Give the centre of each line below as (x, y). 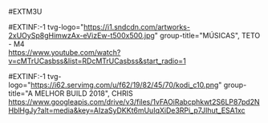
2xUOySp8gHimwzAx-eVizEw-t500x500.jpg (81, 36)
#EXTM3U (25, 12)
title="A (21, 93)
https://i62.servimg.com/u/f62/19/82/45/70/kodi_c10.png (125, 85)
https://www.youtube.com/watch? (65, 52)
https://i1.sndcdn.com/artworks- (137, 27)
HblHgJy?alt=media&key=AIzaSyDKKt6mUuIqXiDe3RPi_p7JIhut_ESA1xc (127, 110)
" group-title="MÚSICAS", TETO (207, 36)
